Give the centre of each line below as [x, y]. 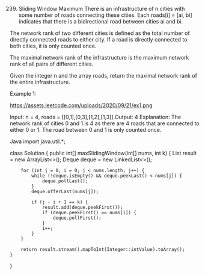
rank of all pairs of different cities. [52, 64]
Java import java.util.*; [38, 141]
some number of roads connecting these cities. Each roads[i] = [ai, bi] [105, 15]
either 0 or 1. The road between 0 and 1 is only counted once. [86, 130]
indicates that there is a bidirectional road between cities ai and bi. [101, 21]
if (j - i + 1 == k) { [60, 202]
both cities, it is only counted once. [53, 46]
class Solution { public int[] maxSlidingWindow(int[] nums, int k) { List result [103, 153]
